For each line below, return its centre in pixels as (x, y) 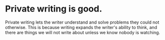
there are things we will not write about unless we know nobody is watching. (82, 32)
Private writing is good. (54, 9)
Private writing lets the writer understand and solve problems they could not (82, 22)
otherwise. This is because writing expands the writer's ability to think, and (81, 27)
